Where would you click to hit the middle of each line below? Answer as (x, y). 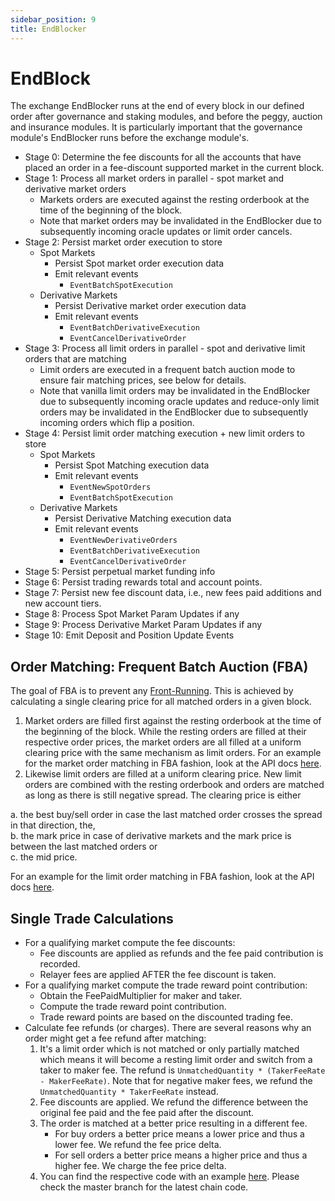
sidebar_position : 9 (53, 19)
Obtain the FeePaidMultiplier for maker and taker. (141, 996)
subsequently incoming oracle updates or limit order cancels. (166, 232)
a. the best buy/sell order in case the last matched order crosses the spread (166, 815)
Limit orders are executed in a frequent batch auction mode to (167, 370)
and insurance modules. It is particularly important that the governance (156, 127)
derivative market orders (75, 189)
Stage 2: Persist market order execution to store (123, 242)
